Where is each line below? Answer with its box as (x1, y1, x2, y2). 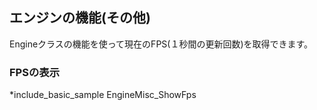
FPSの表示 (9, 65, 60, 79)
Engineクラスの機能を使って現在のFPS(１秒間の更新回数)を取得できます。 (9, 38, 314, 50)
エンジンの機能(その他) (9, 9, 151, 27)
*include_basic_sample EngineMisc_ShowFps (9, 89, 197, 101)
